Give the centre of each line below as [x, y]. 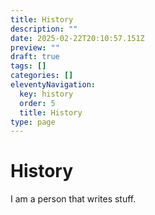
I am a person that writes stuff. [73, 199]
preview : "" [35, 47]
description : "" [44, 29]
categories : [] [42, 76]
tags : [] [28, 66]
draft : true [35, 57]
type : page [33, 122]
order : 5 [37, 103]
